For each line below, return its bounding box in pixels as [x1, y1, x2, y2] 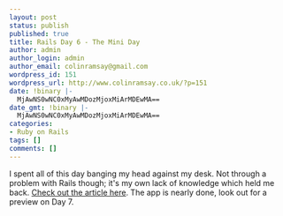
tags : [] [9, 136, 42, 145]
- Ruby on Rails [9, 128, 69, 137]
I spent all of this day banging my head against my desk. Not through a [9, 168, 267, 179]
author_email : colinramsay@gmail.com [9, 63, 149, 71]
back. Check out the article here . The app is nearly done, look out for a [9, 187, 267, 197]
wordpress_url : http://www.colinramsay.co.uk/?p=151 [9, 78, 208, 87]
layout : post [9, 12, 57, 22]
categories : [9, 120, 53, 129]
